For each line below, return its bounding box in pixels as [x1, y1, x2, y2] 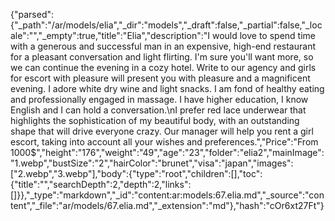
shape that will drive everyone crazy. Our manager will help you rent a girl [10, 125, 314, 137]
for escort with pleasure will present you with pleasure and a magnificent [10, 72, 311, 84]
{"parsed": [10, 9, 55, 20]
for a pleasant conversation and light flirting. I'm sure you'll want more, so [10, 51, 314, 63]
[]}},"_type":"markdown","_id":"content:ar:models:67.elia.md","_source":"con [10, 189, 325, 201]
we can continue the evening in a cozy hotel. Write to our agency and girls [10, 62, 317, 73]
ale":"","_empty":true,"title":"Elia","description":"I [10, 30, 210, 41]
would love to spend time [211, 30, 316, 41]
